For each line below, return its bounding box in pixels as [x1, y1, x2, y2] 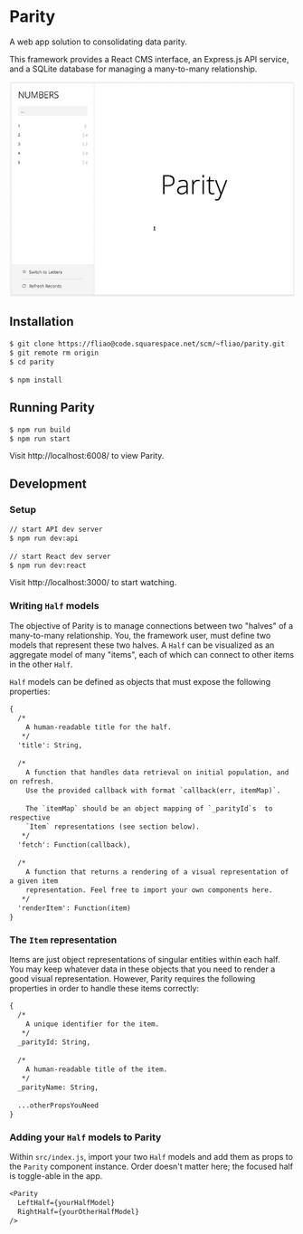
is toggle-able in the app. [9, 1171, 103, 1182]
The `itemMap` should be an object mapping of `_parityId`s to [25, 803, 273, 813]
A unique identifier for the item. [25, 1020, 160, 1029]
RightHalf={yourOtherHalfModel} [17, 1208, 140, 1217]
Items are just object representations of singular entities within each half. [9, 954, 280, 964]
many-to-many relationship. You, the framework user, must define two [9, 630, 271, 641]
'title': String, [17, 740, 83, 750]
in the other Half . [9, 659, 73, 669]
